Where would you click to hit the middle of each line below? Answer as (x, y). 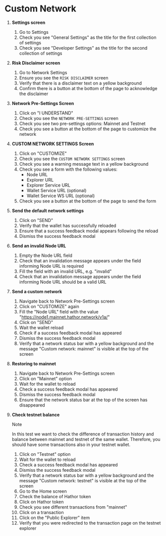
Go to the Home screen (43, 491)
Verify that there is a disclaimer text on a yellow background (81, 83)
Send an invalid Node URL (39, 246)
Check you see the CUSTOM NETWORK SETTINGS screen (72, 159)
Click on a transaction (41, 512)
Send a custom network (37, 291)
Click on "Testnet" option (45, 454)
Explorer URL (40, 180)
